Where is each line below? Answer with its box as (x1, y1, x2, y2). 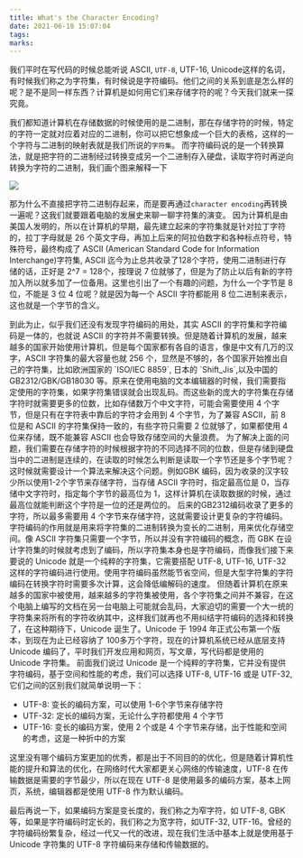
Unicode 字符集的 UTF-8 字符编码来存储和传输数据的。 (9, 839, 214, 850)
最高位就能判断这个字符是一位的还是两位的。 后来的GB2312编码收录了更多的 (9, 500, 293, 511)
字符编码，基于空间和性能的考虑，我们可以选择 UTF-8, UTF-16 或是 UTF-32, (9, 669, 293, 679)
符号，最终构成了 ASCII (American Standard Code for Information (16, 244, 260, 254)
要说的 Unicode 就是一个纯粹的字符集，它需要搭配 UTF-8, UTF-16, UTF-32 (9, 556, 287, 567)
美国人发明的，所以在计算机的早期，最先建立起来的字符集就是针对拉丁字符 (9, 221, 286, 232)
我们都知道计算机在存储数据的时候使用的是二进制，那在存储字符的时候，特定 (9, 117, 294, 128)
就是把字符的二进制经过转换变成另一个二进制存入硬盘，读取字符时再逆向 (24, 151, 294, 162)
